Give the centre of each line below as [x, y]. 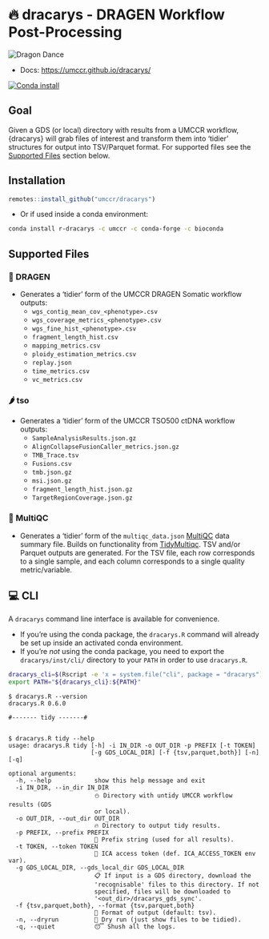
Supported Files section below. [59, 155]
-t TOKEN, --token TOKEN [57, 847]
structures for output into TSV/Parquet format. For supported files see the [130, 146]
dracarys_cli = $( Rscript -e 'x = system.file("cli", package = [114, 675]
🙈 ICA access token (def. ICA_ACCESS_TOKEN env [175, 854]
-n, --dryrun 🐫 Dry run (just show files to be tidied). [128, 920]
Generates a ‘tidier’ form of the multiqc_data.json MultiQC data [124, 536]
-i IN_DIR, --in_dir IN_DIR [62, 788]
